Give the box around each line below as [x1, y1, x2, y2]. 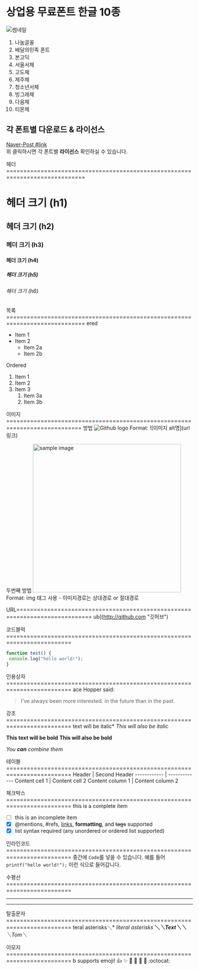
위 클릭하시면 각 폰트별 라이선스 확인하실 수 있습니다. [6, 148, 128, 155]
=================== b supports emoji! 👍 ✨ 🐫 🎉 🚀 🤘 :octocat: [6, 957, 171, 965]
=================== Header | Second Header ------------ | [6, 771, 167, 778]
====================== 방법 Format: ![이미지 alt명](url [6, 424, 190, 432]
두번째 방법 [6, 587, 32, 594]
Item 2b [23, 350, 43, 357]
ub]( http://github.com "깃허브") [93, 613, 169, 620]
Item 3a [23, 392, 43, 400]
